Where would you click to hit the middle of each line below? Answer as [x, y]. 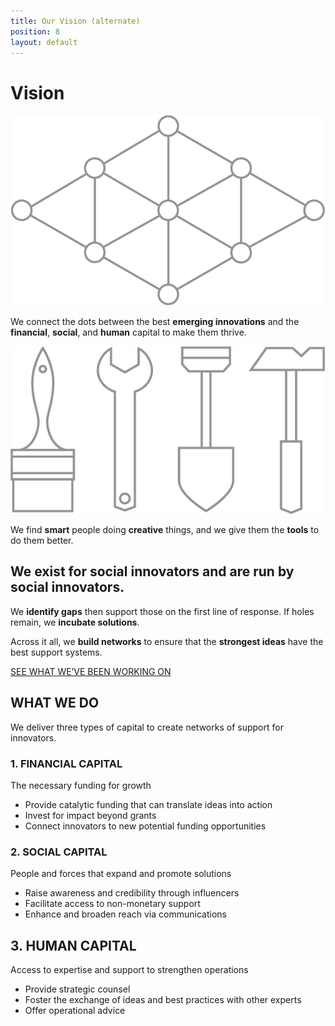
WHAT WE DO [55, 703]
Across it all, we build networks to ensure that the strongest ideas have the [167, 641]
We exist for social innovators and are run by [152, 571]
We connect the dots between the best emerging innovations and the [155, 322]
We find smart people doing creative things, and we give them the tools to [165, 529]
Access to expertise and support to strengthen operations [129, 970]
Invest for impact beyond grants [90, 815]
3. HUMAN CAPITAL [73, 945]
